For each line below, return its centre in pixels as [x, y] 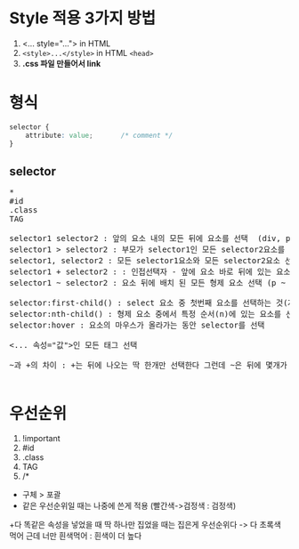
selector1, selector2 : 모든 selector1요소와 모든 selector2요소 [145, 261]
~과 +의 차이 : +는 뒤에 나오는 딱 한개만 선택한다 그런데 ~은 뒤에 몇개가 [148, 365]
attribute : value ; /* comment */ [99, 135]
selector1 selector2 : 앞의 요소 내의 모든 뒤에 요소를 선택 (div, [145, 238]
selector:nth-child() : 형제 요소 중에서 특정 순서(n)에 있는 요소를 [145, 314]
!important [41, 439]
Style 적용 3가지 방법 [82, 18]
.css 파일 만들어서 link [61, 63]
